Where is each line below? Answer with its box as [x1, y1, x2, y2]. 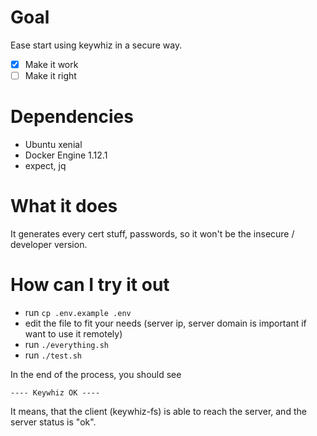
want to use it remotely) [24, 327, 123, 340]
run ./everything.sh [24, 338, 109, 350]
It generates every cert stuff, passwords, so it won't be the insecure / [10, 227, 295, 240]
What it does [10, 195, 118, 218]
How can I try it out [10, 274, 170, 296]
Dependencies [10, 106, 134, 128]
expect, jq [24, 160, 67, 171]
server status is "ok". [10, 416, 97, 428]
